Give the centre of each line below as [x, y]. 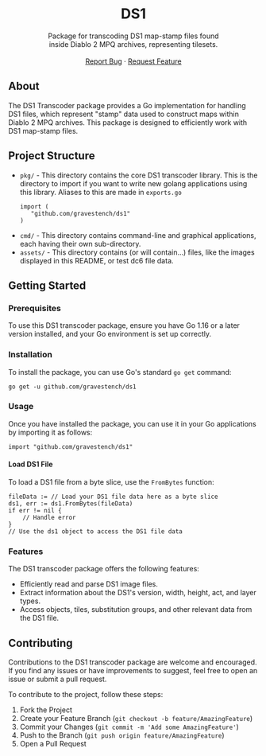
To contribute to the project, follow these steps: [86, 695]
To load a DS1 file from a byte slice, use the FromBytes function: [111, 482]
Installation [31, 355]
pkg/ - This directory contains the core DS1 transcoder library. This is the [139, 175]
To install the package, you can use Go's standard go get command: [120, 372]
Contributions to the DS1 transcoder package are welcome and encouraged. [133, 662]
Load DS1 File [31, 464]
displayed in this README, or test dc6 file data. [96, 260]
